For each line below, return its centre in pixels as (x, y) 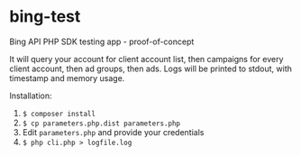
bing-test (45, 17)
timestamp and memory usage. (67, 78)
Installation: (31, 96)
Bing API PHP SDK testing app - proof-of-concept (102, 41)
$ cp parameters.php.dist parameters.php (101, 124)
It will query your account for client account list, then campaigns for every (146, 59)
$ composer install (59, 114)
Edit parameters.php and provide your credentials (113, 132)
